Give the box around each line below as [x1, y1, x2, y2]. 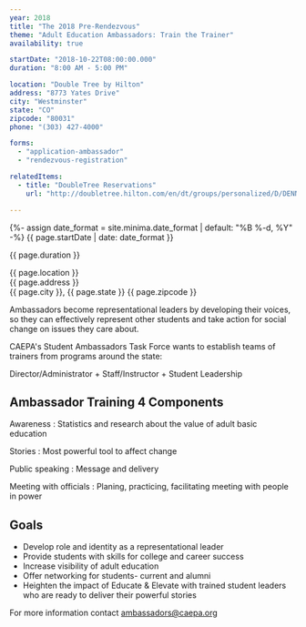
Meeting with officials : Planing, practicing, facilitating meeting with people [9, 481, 290, 492]
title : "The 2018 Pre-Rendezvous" [9, 22, 141, 31]
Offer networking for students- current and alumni [22, 571, 211, 581]
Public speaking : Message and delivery [9, 463, 159, 474]
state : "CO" [9, 106, 55, 115]
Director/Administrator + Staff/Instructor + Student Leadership [9, 368, 243, 379]
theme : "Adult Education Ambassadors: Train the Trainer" [9, 30, 234, 39]
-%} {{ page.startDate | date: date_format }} [9, 231, 175, 242]
